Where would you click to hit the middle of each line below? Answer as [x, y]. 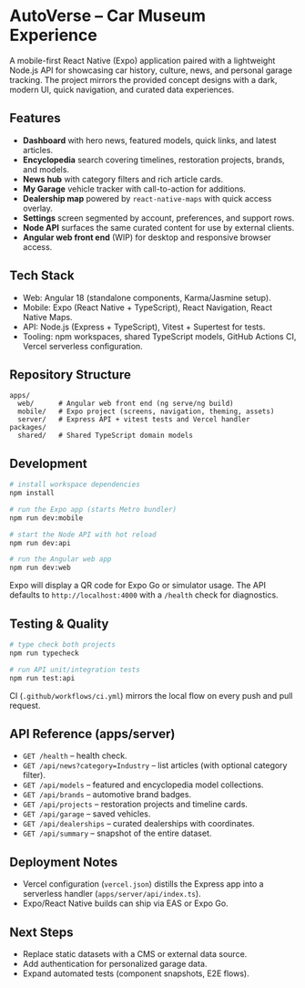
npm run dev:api [40, 543]
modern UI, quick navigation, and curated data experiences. [122, 89]
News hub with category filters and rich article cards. [123, 179]
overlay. [37, 208]
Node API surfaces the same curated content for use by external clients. [158, 227]
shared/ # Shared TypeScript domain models [106, 436]
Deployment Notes [64, 862]
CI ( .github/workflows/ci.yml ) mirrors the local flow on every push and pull [151, 695]
